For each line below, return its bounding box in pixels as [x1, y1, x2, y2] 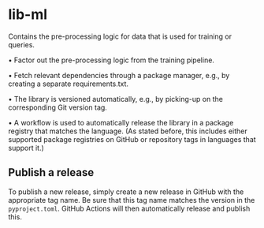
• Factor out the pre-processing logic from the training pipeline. [8, 55, 215, 65]
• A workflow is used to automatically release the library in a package [8, 118, 234, 127]
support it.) [8, 143, 45, 152]
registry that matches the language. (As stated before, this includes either [8, 126, 247, 136]
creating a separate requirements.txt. [8, 79, 128, 88]
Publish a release [8, 166, 95, 179]
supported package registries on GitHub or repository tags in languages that [8, 134, 256, 144]
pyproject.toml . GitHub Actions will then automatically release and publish [8, 204, 251, 213]
